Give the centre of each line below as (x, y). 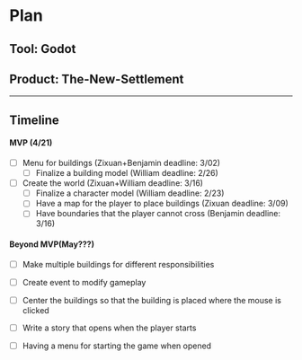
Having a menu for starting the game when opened (117, 346)
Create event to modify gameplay (84, 282)
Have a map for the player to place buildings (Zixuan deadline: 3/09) (162, 204)
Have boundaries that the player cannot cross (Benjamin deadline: (158, 214)
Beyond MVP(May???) (52, 244)
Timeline (35, 120)
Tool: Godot (43, 49)
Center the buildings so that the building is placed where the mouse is (151, 300)
